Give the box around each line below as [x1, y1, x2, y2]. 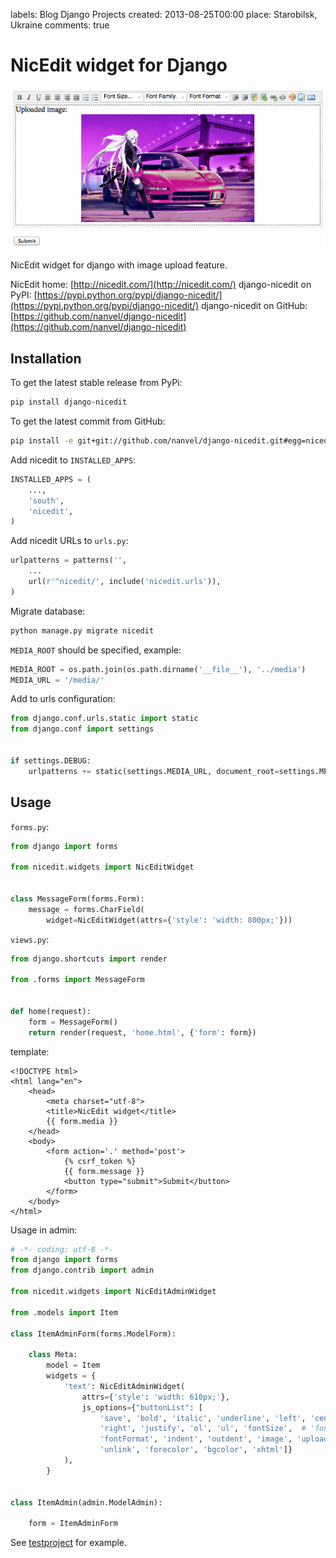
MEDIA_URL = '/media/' [10, 675, 105, 685]
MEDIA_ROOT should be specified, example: [10, 644, 182, 656]
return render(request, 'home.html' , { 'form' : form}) [28, 1027, 257, 1038]
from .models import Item [10, 1307, 118, 1318]
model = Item [46, 1360, 101, 1371]
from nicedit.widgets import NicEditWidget [10, 862, 195, 873]
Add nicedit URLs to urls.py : [10, 535, 129, 547]
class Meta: [28, 1350, 78, 1360]
